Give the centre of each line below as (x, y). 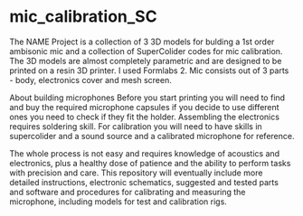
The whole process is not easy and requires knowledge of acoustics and (145, 153)
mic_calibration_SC (83, 17)
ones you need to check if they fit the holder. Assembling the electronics (145, 117)
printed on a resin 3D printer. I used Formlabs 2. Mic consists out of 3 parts (149, 70)
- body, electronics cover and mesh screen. (90, 80)
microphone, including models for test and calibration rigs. (118, 202)
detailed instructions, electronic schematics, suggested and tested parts (144, 182)
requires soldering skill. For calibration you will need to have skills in (136, 126)
